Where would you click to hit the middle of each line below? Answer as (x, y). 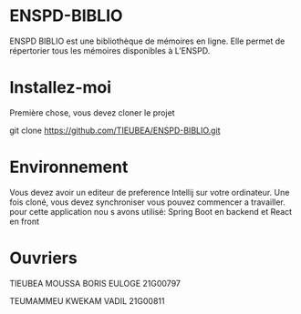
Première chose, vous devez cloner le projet (92, 112)
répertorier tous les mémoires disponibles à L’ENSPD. (110, 50)
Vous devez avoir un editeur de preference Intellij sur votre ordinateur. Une (150, 192)
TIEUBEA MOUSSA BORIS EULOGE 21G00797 (95, 283)
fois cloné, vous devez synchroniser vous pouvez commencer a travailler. (147, 202)
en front (24, 221)
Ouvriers (43, 258)
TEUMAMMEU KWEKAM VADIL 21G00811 (87, 300)
